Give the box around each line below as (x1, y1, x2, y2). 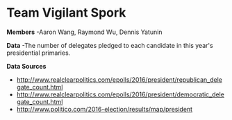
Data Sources (6, 62, 47, 70)
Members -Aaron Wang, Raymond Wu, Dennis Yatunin (6, 28, 163, 36)
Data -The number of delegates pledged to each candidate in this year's (6, 41, 213, 49)
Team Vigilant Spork (6, 5, 126, 21)
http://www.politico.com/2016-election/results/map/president (16, 105, 192, 113)
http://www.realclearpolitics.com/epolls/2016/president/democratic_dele (16, 90, 225, 98)
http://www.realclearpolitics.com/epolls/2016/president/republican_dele (16, 75, 223, 84)
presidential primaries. (6, 49, 71, 57)
